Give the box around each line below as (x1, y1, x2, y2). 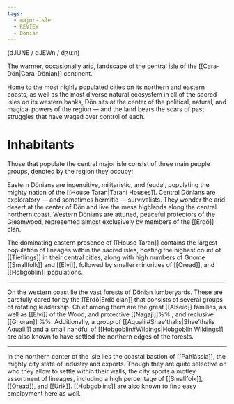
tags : (7, 10, 23, 17)
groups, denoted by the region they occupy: (7, 168, 134, 176)
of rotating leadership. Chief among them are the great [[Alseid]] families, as (7, 303, 226, 312)
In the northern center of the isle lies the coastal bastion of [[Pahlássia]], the (7, 353, 226, 361)
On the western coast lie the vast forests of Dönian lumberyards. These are (7, 288, 223, 296)
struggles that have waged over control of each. (7, 113, 146, 121)
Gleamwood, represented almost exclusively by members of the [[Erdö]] (7, 218, 214, 226)
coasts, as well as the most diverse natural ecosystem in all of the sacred (7, 90, 217, 99)
